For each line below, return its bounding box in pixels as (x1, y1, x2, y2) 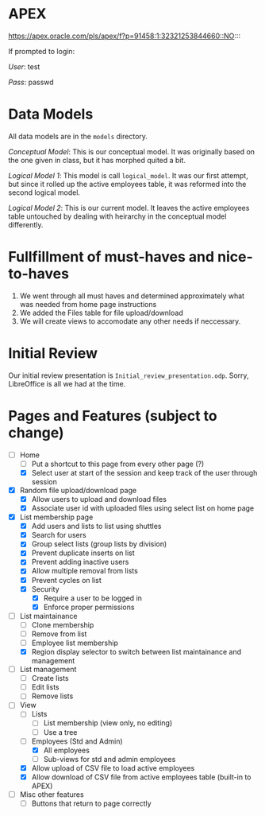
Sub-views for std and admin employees (43, 754, 176, 764)
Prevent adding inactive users (31, 558, 129, 567)
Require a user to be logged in (43, 593, 143, 603)
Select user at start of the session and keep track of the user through (31, 468, 258, 477)
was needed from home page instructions (19, 299, 157, 309)
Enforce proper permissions (43, 602, 135, 612)
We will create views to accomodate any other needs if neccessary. (19, 316, 241, 326)
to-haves (8, 265, 70, 283)
